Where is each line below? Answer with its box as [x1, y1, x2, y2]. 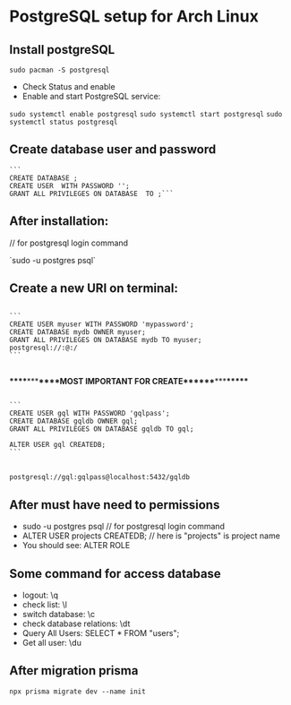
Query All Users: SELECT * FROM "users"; [21, 628, 180, 639]
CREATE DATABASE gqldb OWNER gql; [9, 417, 139, 426]
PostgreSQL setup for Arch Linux [9, 6, 260, 27]
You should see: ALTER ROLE [21, 540, 131, 551]
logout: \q [21, 589, 59, 601]
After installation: [9, 213, 109, 229]
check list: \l [21, 599, 68, 610]
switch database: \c [21, 609, 96, 620]
